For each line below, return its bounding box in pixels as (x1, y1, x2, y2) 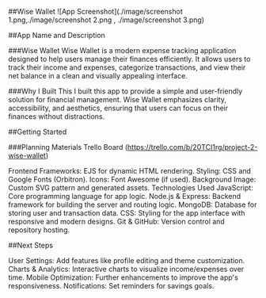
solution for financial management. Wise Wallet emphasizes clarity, (8, 95, 227, 104)
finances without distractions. (8, 112, 105, 121)
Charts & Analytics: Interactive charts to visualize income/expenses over (8, 265, 245, 273)
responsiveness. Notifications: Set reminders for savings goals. (8, 281, 215, 290)
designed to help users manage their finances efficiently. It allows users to (8, 55, 251, 63)
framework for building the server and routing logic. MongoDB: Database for (8, 200, 257, 209)
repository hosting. (8, 225, 70, 235)
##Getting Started (8, 127, 67, 136)
